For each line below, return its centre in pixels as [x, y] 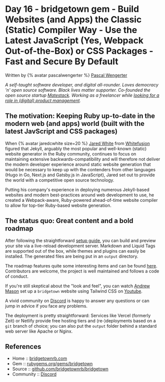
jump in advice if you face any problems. [46, 306]
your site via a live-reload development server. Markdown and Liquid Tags [80, 246]
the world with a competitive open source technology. [60, 180]
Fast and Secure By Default [62, 61]
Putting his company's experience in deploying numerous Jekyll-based [77, 190]
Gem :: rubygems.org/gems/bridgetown [52, 364]
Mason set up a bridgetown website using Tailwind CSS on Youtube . [74, 291]
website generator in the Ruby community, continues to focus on [71, 153]
